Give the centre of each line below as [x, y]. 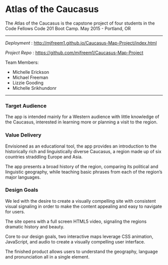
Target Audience [26, 105]
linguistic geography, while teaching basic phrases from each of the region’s [84, 172]
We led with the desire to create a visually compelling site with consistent [80, 201]
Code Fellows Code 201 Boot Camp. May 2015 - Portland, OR [68, 28]
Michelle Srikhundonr [34, 88]
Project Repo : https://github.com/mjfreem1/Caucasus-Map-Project [74, 52]
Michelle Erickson [31, 72]
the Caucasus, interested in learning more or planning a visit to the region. [81, 122]
